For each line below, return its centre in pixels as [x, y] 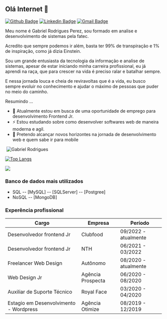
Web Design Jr [25, 278]
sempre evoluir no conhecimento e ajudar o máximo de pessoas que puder [82, 86]
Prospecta [93, 281]
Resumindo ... [19, 101]
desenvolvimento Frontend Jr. [43, 116]
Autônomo [93, 263]
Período [140, 223]
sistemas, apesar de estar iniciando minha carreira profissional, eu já [76, 66]
